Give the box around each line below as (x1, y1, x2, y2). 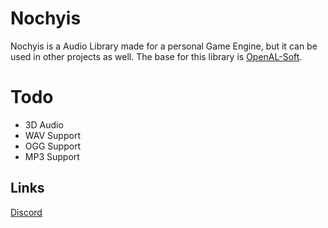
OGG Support (24, 140, 82, 152)
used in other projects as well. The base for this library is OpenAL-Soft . (10, 50, 303, 62)
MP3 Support (24, 150, 80, 162)
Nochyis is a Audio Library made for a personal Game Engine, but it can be (10, 40, 318, 52)
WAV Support (24, 129, 81, 141)
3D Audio (24, 118, 64, 131)
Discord (10, 206, 43, 218)
